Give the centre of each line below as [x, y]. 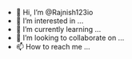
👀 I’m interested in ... [50, 21]
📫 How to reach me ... [53, 47]
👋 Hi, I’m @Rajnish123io [54, 12]
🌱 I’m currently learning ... [58, 29]
